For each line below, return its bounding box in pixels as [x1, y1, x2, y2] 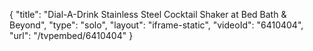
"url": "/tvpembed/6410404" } [9, 30, 134, 41]
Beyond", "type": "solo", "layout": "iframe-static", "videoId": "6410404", [9, 19, 304, 31]
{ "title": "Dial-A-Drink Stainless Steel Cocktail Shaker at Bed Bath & [9, 9, 287, 20]
